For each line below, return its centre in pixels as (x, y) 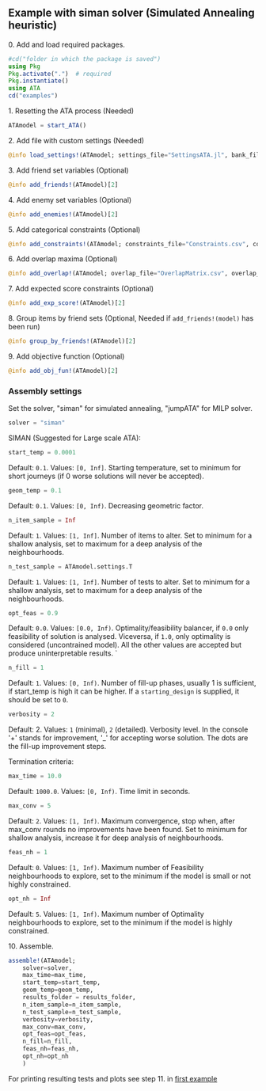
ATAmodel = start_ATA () (47, 126)
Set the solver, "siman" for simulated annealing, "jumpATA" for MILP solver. (131, 409)
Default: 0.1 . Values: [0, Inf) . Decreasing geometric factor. (106, 505)
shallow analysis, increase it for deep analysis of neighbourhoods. (116, 838)
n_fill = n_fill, (47, 1042)
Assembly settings (45, 391)
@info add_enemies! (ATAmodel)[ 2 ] (63, 214)
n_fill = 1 (26, 668)
